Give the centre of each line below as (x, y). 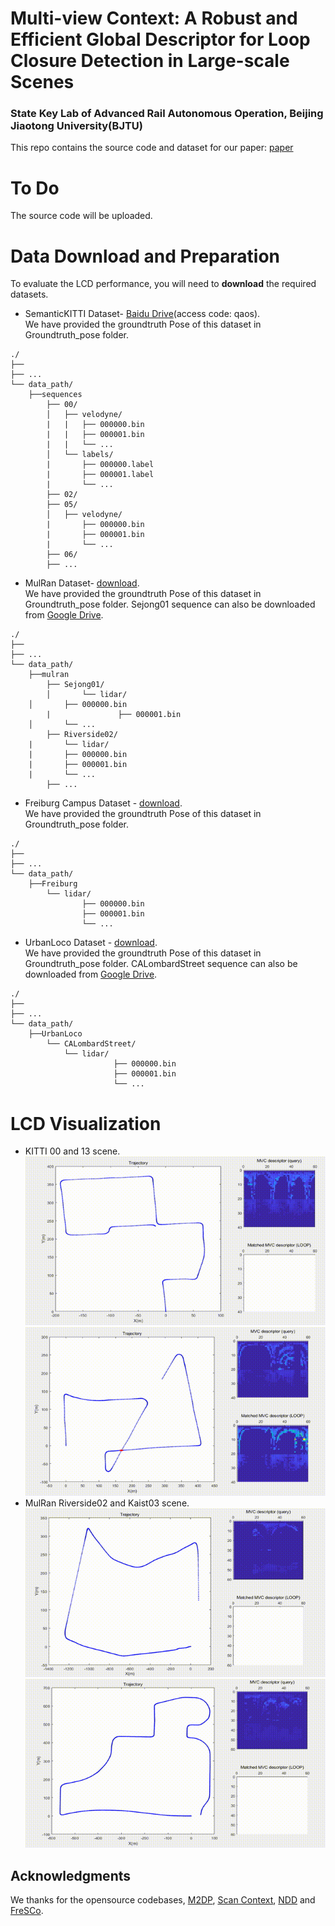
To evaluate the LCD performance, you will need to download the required (163, 284)
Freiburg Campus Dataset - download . (103, 803)
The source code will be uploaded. (81, 216)
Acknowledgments (71, 1875)
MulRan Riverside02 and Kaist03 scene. (107, 1503)
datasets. (29, 294)
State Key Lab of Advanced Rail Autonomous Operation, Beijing (167, 114)
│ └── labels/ (80, 455)
